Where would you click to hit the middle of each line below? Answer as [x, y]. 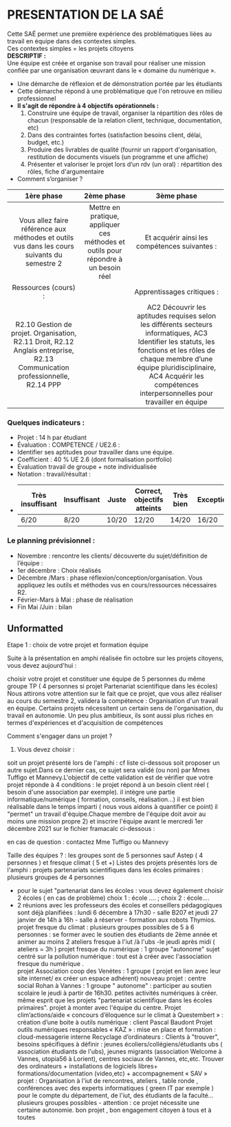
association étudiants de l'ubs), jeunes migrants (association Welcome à [119, 1052]
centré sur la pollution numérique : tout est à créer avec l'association [114, 956]
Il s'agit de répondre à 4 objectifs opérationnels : [88, 105]
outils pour [105, 250]
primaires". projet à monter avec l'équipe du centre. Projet [99, 1008]
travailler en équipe [176, 401]
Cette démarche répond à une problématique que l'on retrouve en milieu [119, 91]
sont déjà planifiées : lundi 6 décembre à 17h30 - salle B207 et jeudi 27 [117, 913]
